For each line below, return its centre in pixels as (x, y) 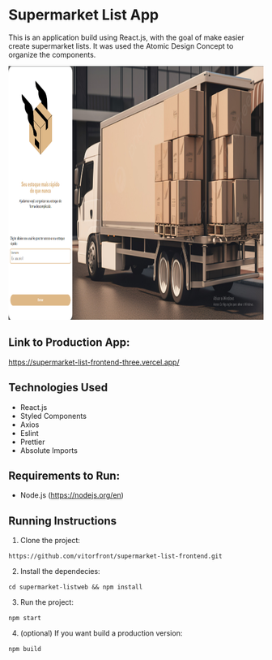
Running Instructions (63, 521)
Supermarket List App (84, 15)
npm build (25, 649)
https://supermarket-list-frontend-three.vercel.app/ (94, 362)
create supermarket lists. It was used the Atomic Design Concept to (121, 45)
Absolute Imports (49, 450)
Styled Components (53, 416)
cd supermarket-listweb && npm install (76, 587)
